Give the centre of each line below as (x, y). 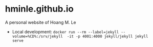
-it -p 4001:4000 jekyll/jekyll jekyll (107, 36)
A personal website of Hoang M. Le (41, 22)
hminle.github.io (39, 9)
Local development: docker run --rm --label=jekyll (66, 31)
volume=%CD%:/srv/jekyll (37, 36)
